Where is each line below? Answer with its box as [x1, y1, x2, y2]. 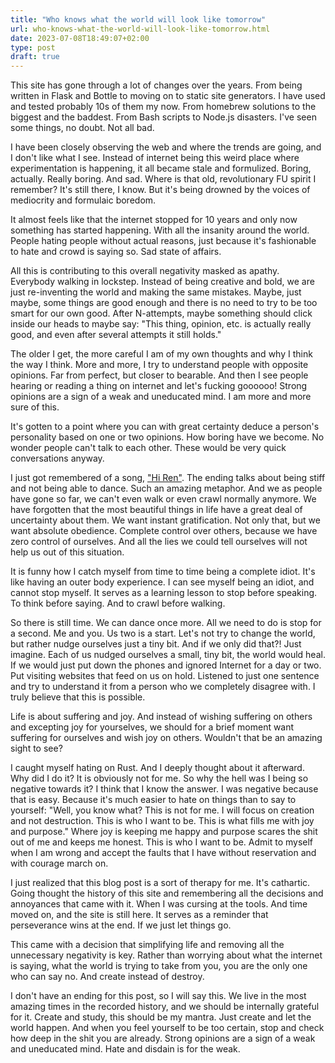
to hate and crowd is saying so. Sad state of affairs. [10, 246, 222, 258]
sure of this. [10, 401, 60, 413]
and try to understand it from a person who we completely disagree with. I [10, 681, 316, 693]
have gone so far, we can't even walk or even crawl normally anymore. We [10, 493, 317, 505]
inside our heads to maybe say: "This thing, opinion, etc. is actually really [10, 318, 312, 330]
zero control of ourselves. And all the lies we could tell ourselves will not [10, 536, 308, 548]
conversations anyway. [10, 452, 105, 465]
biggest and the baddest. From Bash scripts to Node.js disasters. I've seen [10, 111, 317, 123]
